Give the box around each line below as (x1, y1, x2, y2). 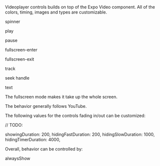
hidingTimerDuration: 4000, (5, 137, 61, 142)
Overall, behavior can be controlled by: (5, 146, 83, 152)
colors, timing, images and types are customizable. (5, 9, 107, 15)
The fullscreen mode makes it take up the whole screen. (5, 94, 118, 100)
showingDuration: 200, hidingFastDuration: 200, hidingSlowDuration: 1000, (5, 132, 155, 137)
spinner (5, 19, 20, 24)
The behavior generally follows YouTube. (5, 103, 87, 109)
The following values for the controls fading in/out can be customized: (5, 113, 146, 118)
